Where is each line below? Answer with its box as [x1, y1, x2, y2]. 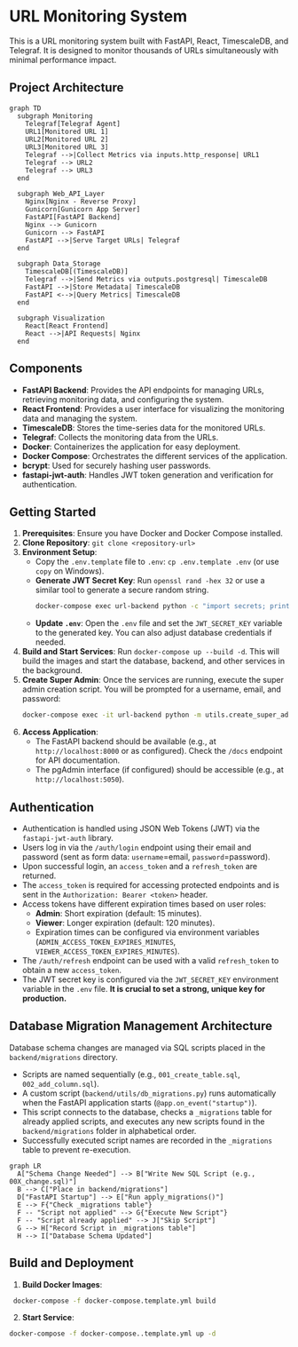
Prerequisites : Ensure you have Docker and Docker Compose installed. [21, 528, 284, 539]
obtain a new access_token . [21, 964, 122, 975]
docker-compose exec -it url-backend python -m [21, 710, 201, 720]
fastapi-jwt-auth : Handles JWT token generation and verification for [21, 469, 274, 480]
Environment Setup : [21, 547, 98, 558]
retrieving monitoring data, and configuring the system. [21, 393, 224, 405]
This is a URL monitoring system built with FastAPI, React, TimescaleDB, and [9, 36, 289, 46]
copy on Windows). [35, 566, 105, 576]
